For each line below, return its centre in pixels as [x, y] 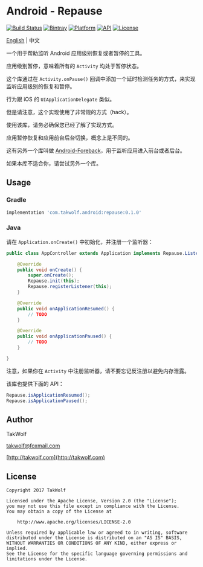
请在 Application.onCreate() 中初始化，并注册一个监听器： [80, 242]
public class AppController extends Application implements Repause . [96, 253]
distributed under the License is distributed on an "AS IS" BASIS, [94, 538]
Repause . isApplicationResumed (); [48, 395]
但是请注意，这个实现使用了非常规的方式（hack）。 [69, 112]
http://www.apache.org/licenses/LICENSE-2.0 [74, 522]
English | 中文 [23, 40]
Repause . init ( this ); [54, 281]
